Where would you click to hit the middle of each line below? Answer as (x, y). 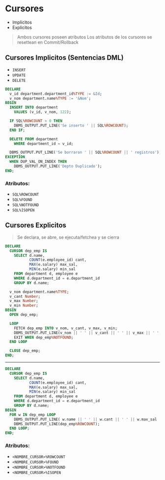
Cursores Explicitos (36, 225)
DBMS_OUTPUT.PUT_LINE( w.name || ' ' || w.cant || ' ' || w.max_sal (85, 419)
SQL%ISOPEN (23, 210)
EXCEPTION (15, 157)
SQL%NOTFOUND (26, 205)
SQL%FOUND (22, 200)
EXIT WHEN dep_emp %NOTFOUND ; (44, 337)
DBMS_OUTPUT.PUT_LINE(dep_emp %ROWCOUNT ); (57, 424)
